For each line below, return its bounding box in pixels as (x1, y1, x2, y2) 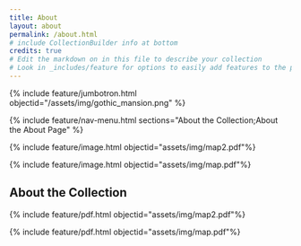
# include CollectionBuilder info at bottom (9, 38, 178, 48)
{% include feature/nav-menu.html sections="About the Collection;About (9, 114, 279, 126)
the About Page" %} (9, 124, 83, 135)
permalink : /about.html (9, 30, 99, 39)
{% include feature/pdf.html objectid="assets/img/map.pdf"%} (9, 226, 241, 237)
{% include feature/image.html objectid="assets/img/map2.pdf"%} (9, 141, 257, 153)
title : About (9, 13, 58, 22)
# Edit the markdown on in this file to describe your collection (9, 55, 262, 64)
